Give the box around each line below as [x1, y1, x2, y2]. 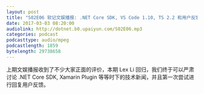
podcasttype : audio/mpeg [6, 37, 69, 43]
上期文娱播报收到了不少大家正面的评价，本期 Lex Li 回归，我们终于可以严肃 [6, 65, 194, 73]
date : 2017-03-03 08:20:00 [6, 20, 75, 26]
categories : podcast [6, 32, 59, 38]
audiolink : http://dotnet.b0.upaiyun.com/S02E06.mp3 [6, 25, 143, 32]
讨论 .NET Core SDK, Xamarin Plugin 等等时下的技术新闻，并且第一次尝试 [6, 73, 189, 81]
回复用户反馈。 [11, 81, 49, 88]
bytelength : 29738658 [6, 49, 61, 55]
